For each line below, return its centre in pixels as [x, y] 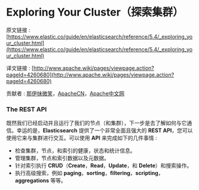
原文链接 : [18, 30]
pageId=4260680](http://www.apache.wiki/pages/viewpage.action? [90, 75]
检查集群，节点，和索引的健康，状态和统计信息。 [75, 151]
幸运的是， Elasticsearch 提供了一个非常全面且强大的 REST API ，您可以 [105, 131]
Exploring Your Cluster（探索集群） [95, 12]
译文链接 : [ [20, 68]
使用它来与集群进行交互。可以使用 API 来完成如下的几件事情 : [82, 138]
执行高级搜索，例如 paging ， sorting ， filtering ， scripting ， [89, 173]
